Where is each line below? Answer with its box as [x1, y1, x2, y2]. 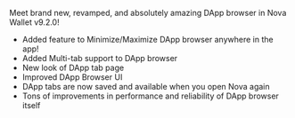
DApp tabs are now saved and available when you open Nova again [21, 82, 270, 91]
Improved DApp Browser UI [21, 72, 123, 83]
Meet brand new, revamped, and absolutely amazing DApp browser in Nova [9, 8, 287, 18]
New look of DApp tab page [21, 62, 125, 73]
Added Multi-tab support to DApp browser [21, 53, 178, 63]
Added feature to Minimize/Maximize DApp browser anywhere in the [21, 35, 274, 44]
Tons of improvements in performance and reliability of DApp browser [21, 90, 279, 101]
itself [21, 100, 41, 110]
